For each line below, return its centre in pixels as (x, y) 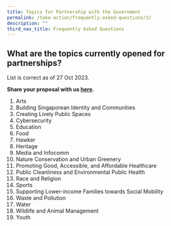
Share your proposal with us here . (51, 89)
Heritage (27, 146)
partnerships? (34, 63)
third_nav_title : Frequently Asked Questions (65, 29)
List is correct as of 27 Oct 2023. (48, 78)
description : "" (27, 23)
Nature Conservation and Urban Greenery (68, 159)
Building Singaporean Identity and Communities (75, 108)
